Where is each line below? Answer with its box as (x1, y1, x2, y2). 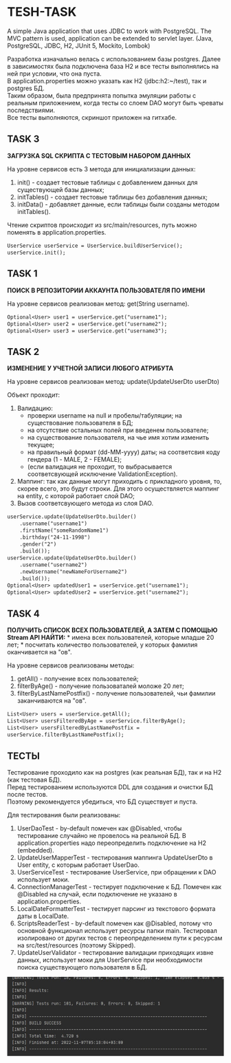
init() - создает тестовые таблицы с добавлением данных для (16, 178, 198, 186)
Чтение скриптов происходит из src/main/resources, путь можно (7, 221, 197, 229)
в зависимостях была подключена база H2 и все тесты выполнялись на (7, 62, 219, 70)
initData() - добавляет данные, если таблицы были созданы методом (16, 200, 220, 208)
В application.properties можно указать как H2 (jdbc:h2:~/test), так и (7, 76, 207, 85)
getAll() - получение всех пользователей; (16, 675, 139, 683)
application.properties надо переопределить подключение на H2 (16, 839, 206, 847)
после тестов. (7, 791, 48, 798)
